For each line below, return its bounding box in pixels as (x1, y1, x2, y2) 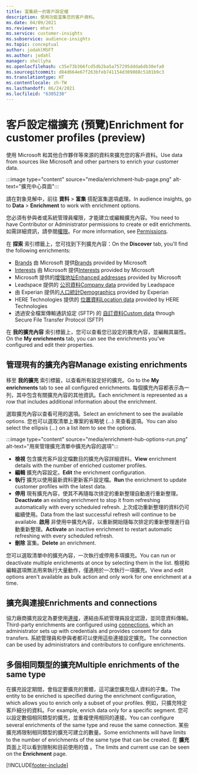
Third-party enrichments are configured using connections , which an (6, 621, 173, 628)
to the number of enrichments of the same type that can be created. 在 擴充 (6, 736, 189, 743)
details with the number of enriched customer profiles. (14, 461, 147, 469)
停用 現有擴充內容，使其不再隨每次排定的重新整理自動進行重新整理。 (14, 490, 181, 497)
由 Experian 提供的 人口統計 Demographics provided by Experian (14, 288, 169, 296)
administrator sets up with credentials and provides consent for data (6, 628, 172, 635)
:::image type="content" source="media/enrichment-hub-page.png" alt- (6, 175, 182, 183)
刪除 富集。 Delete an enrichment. (14, 539, 96, 546)
